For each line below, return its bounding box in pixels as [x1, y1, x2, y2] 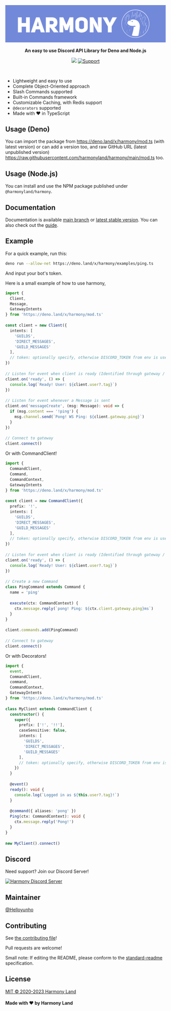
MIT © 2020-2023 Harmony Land [5, 988, 76, 994]
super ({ [14, 717, 31, 722]
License [5, 975, 31, 983]
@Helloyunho [5, 906, 34, 913]
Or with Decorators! [5, 653, 47, 659]
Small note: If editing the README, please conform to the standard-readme [5, 954, 163, 961]
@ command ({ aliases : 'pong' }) [10, 809, 76, 814]
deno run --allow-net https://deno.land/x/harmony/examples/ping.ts [5, 261, 154, 266]
